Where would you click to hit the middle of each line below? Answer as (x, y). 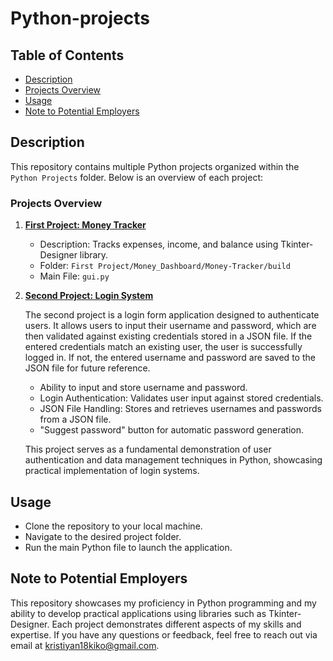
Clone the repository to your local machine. (113, 526)
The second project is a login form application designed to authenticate (172, 315)
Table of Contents (67, 55)
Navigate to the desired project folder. (103, 536)
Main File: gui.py (74, 276)
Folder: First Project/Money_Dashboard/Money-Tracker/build (165, 266)
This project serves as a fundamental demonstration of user (148, 449)
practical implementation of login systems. (112, 471)
